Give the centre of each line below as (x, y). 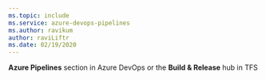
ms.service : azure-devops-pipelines (69, 23)
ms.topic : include (39, 15)
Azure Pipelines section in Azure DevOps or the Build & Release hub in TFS (133, 67)
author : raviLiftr (39, 38)
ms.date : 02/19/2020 (43, 45)
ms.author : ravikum (41, 30)
